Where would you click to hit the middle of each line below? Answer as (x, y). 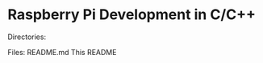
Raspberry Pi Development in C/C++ (131, 15)
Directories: (27, 37)
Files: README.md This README (62, 52)
